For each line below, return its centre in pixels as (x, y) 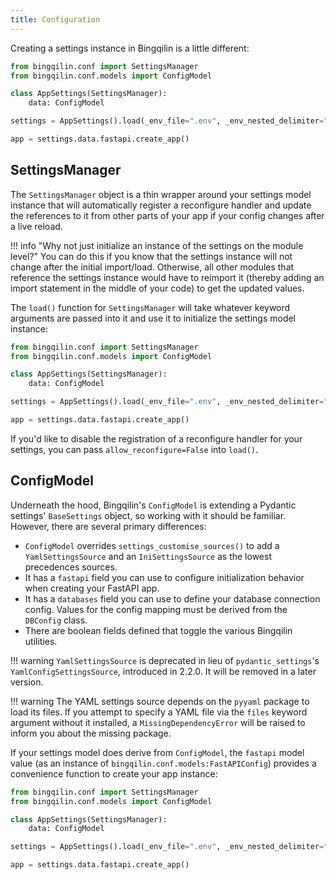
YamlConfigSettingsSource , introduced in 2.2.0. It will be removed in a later (163, 671)
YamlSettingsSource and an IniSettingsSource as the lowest (148, 556)
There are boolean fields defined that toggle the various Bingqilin (158, 630)
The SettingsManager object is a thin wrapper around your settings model (161, 194)
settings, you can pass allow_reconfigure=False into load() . (134, 449)
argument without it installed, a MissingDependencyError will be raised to (158, 722)
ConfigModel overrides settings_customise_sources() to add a (152, 545)
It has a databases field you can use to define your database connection (172, 598)
